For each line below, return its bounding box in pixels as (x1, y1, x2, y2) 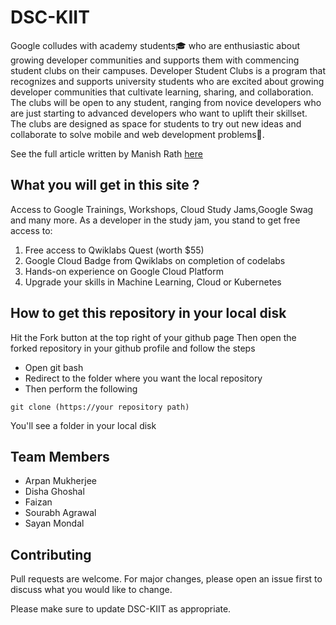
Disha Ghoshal (24, 486, 85, 498)
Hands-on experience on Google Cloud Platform (24, 265, 224, 277)
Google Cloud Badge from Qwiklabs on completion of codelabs (24, 254, 286, 266)
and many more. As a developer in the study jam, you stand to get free (10, 214, 301, 226)
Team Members (10, 448, 110, 465)
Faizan (24, 496, 53, 508)
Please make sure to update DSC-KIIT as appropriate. (10, 603, 232, 615)
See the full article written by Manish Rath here (10, 147, 203, 160)
